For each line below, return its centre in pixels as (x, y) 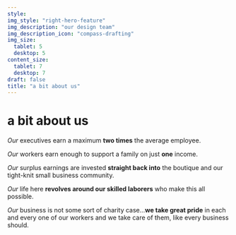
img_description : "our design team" (61, 27)
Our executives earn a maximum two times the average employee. (104, 140)
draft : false (26, 79)
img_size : (22, 40)
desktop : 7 (30, 73)
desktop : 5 (30, 54)
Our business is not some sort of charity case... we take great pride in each (117, 210)
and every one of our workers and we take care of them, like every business (118, 218)
